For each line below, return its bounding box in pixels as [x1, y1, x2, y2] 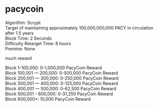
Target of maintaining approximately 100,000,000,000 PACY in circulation [5, 25, 154, 30]
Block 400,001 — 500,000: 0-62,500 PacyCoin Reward [5, 85, 117, 91]
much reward [5, 55, 32, 61]
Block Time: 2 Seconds [5, 35, 52, 41]
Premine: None [5, 46, 35, 52]
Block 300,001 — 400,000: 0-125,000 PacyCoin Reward [5, 80, 118, 86]
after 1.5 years [5, 30, 34, 36]
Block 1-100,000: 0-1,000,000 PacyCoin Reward [5, 65, 102, 71]
